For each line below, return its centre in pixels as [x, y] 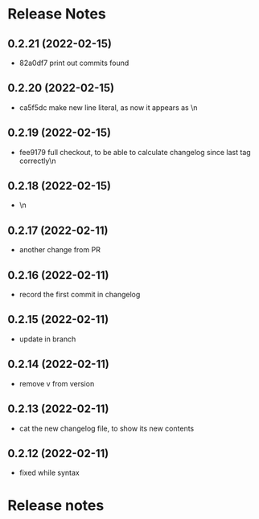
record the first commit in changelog [80, 295]
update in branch [47, 339]
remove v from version [57, 383]
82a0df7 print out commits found [74, 63]
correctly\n [38, 161]
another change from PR [60, 250]
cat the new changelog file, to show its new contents [107, 428]
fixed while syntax [49, 473]
